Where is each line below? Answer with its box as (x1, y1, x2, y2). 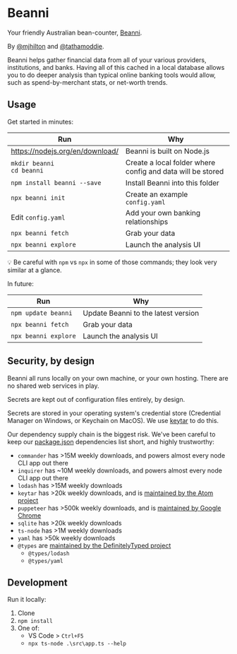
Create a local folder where (126, 157, 216, 167)
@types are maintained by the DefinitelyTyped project (17, 541, 171, 549)
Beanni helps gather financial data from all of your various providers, (7, 55, 207, 64)
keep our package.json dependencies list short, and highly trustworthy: (7, 437, 215, 446)
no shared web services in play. (7, 381, 100, 390)
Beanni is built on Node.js (126, 146, 210, 156)
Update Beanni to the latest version (83, 308, 200, 318)
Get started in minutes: (7, 117, 74, 126)
